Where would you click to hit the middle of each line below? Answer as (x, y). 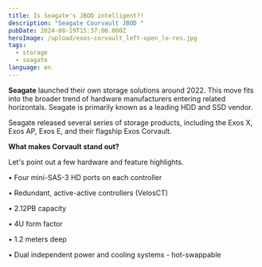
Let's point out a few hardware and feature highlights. (96, 162)
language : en (30, 68)
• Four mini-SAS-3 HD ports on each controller (85, 177)
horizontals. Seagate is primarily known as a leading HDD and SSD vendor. (131, 107)
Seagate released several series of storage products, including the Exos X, (131, 122)
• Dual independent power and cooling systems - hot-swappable (115, 254)
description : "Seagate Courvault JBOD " (76, 23)
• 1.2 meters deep (38, 239)
